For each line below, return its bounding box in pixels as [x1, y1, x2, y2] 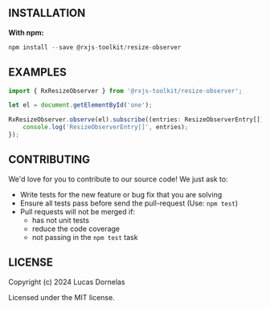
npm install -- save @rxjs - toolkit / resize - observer [8, 43, 182, 51]
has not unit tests [31, 215, 90, 225]
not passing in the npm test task [31, 232, 138, 242]
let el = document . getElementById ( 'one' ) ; [8, 101, 153, 109]
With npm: [8, 27, 44, 37]
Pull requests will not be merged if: [19, 206, 135, 216]
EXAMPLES [8, 66, 67, 79]
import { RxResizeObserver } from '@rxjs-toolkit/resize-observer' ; [8, 87, 243, 95]
